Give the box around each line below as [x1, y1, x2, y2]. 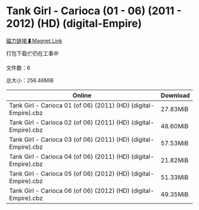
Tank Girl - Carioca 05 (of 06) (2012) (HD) [9, 169, 130, 177]
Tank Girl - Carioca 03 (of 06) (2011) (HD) [9, 135, 130, 144]
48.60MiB [161, 122, 189, 130]
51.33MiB [161, 173, 189, 182]
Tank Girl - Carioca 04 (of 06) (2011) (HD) [9, 152, 130, 161]
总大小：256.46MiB [6, 77, 54, 84]
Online [72, 91, 92, 99]
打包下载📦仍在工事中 [6, 49, 59, 57]
